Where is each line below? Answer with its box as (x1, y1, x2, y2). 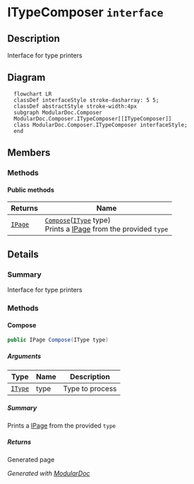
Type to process (63, 384, 117, 393)
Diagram (7, 71, 46, 83)
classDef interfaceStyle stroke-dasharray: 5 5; (13, 96, 159, 103)
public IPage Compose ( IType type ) (7, 337, 109, 344)
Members (7, 146, 51, 159)
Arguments (7, 352, 42, 360)
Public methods (7, 185, 54, 194)
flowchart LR (13, 90, 52, 98)
